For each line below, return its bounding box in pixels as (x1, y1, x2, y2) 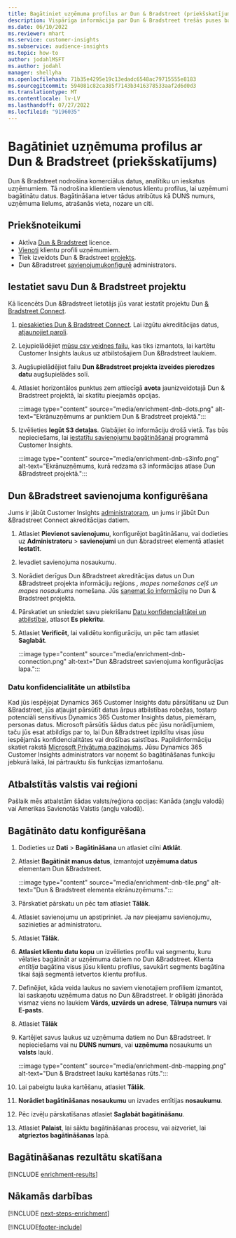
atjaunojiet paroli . (18, 328, 69, 337)
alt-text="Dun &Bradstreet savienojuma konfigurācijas (68, 658, 224, 666)
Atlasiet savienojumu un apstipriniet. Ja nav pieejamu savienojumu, (18, 913, 212, 921)
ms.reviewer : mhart (8, 30, 65, 37)
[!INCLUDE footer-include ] (8, 1223, 83, 1231)
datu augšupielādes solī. (18, 370, 90, 379)
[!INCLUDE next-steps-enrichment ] (8, 1209, 110, 1218)
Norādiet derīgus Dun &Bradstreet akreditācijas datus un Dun (18, 572, 195, 580)
